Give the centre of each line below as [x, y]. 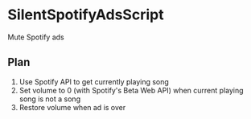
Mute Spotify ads [36, 37]
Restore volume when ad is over [72, 107]
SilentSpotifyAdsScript [86, 15]
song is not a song [50, 99]
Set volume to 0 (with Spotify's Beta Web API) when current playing [131, 90]
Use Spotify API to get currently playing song [94, 81]
